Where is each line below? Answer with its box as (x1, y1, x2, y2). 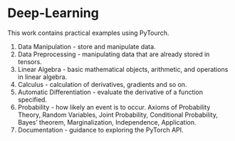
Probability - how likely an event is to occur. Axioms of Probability (17, 103, 211, 111)
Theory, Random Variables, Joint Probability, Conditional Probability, (17, 110, 219, 119)
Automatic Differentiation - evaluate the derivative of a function (17, 88, 204, 96)
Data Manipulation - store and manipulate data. (17, 42, 156, 51)
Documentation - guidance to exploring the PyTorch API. (17, 125, 184, 134)
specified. (17, 95, 48, 104)
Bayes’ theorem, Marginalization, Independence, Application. (17, 117, 197, 126)
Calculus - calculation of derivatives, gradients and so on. (17, 80, 187, 88)
